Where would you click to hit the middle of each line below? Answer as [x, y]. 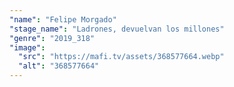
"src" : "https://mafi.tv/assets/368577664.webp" [121, 57]
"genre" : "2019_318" [52, 38]
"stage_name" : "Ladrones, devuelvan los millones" [117, 29]
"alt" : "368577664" [59, 66]
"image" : [27, 47]
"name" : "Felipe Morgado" [63, 19]
